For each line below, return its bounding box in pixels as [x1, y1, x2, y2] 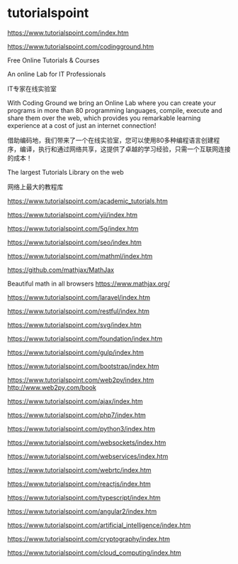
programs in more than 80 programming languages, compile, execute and [7, 106, 222, 114]
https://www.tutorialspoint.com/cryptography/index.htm [7, 534, 171, 543]
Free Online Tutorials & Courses [7, 55, 100, 65]
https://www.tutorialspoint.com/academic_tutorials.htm [7, 197, 168, 205]
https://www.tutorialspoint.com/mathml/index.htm [7, 251, 153, 260]
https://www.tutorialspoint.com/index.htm [7, 28, 129, 37]
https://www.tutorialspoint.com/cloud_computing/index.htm [7, 548, 182, 557]
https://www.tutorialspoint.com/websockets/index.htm [7, 438, 166, 447]
